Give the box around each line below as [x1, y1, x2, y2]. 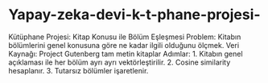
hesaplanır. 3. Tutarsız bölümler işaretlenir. [8, 65, 149, 75]
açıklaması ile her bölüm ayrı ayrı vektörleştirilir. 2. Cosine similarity [8, 57, 231, 67]
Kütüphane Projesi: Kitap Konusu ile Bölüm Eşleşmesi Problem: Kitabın [8, 32, 241, 41]
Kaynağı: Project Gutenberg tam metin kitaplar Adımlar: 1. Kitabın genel [8, 49, 243, 58]
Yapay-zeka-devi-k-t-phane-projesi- [8, 6, 261, 24]
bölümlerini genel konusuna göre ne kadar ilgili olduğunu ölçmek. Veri [8, 40, 240, 49]
